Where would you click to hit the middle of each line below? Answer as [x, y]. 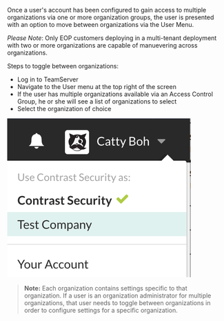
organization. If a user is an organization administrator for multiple [118, 295]
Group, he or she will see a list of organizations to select [97, 101]
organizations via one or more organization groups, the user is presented [111, 17]
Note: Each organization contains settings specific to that [105, 288]
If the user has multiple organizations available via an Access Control [115, 94]
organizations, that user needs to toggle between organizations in [117, 303]
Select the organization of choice [64, 109]
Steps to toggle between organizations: [63, 66]
